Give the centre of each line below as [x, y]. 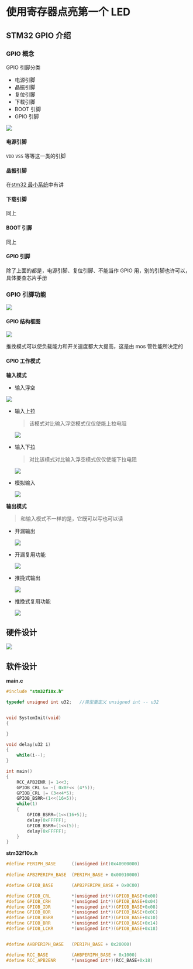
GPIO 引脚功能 [26, 295]
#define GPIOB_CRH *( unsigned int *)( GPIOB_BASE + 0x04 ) [82, 901]
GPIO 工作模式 [23, 361]
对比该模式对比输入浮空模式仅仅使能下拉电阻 [83, 459]
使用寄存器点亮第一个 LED [68, 12]
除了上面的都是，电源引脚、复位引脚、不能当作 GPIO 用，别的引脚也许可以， [98, 271]
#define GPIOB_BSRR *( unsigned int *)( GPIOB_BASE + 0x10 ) [82, 918]
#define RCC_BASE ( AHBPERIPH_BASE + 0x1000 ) [72, 955]
